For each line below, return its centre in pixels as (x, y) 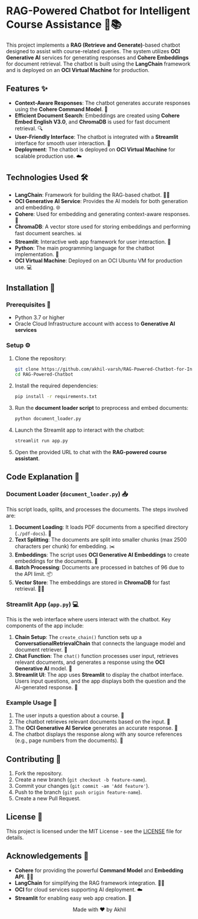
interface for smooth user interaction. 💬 (63, 143)
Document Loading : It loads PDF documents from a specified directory (101, 527)
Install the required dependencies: (56, 386)
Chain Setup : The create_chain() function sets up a (78, 637)
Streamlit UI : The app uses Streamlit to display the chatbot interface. (99, 674)
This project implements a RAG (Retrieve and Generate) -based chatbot (93, 45)
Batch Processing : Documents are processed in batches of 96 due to (99, 567)
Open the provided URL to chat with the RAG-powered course (91, 452)
